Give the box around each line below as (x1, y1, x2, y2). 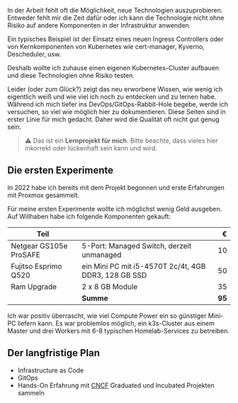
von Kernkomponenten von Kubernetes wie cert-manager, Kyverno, (7, 43, 205, 50)
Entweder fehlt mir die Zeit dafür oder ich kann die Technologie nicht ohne (7, 13, 225, 22)
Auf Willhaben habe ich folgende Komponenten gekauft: (7, 212, 171, 221)
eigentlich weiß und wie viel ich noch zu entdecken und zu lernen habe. (7, 92, 217, 101)
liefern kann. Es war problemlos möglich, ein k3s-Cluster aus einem (17, 319, 215, 327)
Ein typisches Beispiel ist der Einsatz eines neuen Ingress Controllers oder (7, 35, 225, 43)
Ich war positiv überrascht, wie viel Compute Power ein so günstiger (7, 311, 207, 320)
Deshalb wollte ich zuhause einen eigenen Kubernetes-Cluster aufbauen (7, 64, 220, 72)
